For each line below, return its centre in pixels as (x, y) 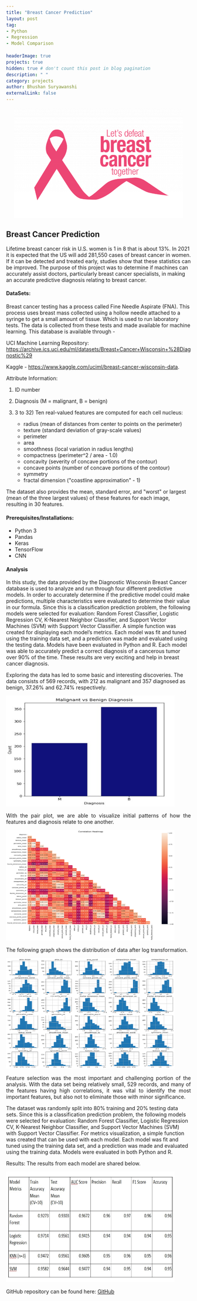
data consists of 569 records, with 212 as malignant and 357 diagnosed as (96, 681)
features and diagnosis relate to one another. (60, 822)
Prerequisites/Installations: (40, 518)
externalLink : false (31, 93)
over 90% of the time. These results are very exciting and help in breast (93, 657)
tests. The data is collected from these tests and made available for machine (98, 325)
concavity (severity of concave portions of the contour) (90, 462)
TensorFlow (29, 549)
